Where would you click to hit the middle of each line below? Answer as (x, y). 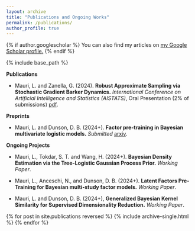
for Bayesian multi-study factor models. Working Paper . (107, 187)
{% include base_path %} (37, 63)
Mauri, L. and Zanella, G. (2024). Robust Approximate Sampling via (97, 86)
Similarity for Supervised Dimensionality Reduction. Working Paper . (100, 205)
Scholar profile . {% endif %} (40, 52)
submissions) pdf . (36, 105)
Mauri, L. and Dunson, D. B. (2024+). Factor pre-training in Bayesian (99, 127)
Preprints (18, 116)
